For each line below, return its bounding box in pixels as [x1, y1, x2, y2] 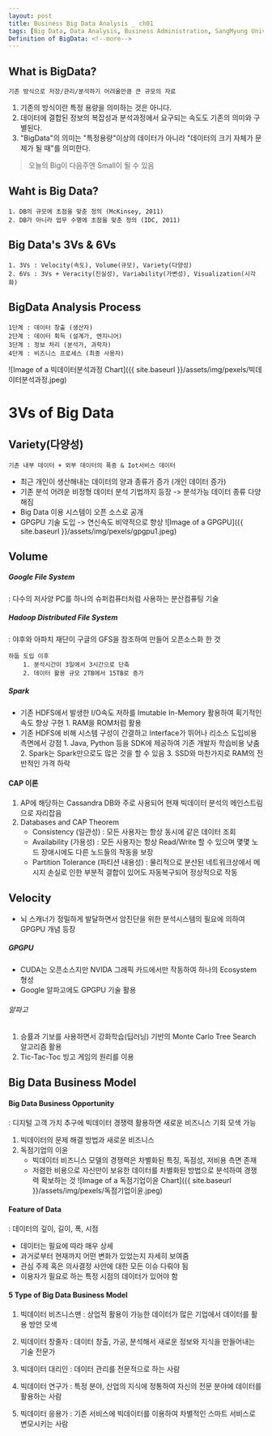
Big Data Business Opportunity [8, 1098, 115, 1108]
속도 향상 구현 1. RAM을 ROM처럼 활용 [19, 718, 142, 727]
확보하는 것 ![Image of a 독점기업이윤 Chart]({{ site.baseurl [40, 1175, 232, 1185]
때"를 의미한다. [44, 144, 91, 153]
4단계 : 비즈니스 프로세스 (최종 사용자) [8, 349, 125, 358]
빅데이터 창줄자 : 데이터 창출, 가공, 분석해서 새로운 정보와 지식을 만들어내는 [19, 1336, 256, 1346]
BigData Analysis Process [8, 301, 142, 315]
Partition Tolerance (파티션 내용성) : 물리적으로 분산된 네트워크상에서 [32, 857, 253, 867]
